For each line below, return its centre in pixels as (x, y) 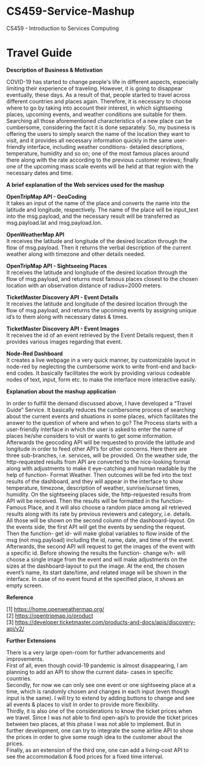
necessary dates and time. (40, 173)
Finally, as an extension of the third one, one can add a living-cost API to (98, 750)
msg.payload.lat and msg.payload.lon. (54, 222)
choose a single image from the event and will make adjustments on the (97, 559)
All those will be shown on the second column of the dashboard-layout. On (101, 520)
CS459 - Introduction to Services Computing (63, 28)
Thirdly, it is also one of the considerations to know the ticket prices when (99, 711)
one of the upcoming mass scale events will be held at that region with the (100, 166)
